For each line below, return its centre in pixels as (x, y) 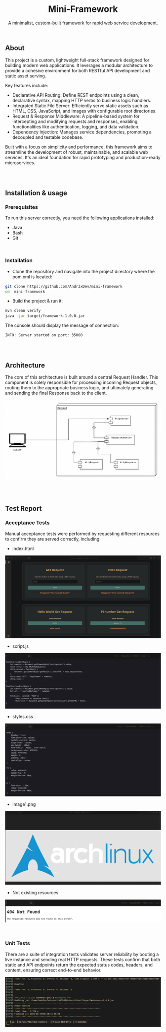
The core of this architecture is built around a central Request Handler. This (82, 377)
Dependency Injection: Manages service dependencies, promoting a (82, 132)
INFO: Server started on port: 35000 (44, 335)
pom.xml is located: (32, 277)
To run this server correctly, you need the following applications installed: (80, 218)
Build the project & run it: (38, 301)
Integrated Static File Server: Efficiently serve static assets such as (80, 106)
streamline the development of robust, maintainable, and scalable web (77, 152)
